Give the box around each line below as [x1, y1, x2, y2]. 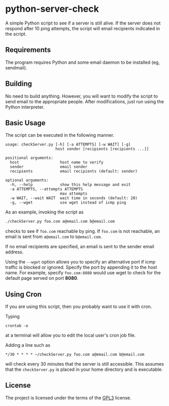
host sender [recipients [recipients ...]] [55, 147, 149, 152]
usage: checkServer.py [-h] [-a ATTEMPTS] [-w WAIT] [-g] [5, 142, 131, 147]
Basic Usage [5, 118, 46, 127]
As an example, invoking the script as [5, 209, 84, 215]
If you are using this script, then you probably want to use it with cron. [5, 303, 152, 309]
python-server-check [5, 3, 99, 15]
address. [5, 249, 24, 255]
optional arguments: [5, 178, 49, 183]
